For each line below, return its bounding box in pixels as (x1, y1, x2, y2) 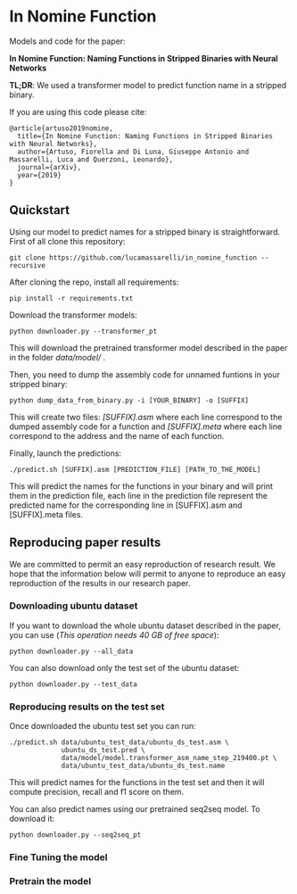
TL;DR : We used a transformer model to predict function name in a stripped (9, 79, 287, 90)
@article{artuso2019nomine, (9, 123, 114, 133)
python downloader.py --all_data (9, 647, 134, 656)
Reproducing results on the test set (9, 700, 165, 713)
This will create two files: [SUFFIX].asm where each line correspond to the (9, 411, 283, 422)
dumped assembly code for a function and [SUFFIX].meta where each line (9, 421, 283, 432)
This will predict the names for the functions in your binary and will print (9, 480, 274, 492)
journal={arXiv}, (17, 162, 82, 171)
